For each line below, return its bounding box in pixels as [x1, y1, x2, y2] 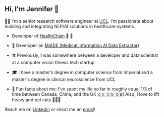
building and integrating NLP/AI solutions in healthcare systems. [4, 23, 136, 29]
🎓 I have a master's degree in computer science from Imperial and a [11, 69, 153, 75]
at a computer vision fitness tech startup [11, 59, 95, 65]
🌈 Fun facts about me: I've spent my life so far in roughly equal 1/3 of [11, 86, 153, 92]
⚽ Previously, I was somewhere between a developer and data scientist [11, 52, 158, 58]
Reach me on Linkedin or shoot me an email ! [4, 106, 95, 112]
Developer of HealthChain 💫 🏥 [11, 33, 73, 39]
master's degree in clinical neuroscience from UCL [11, 76, 116, 82]
